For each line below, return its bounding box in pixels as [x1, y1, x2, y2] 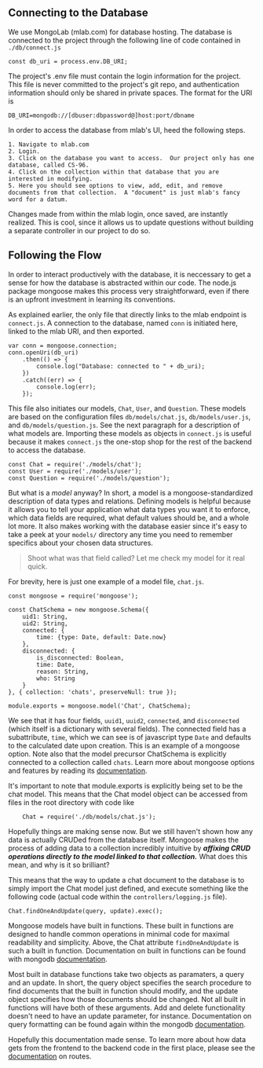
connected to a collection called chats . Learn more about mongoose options [8, 757, 255, 766]
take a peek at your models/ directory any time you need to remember [8, 529, 233, 539]
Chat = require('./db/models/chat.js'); [22, 813, 156, 821]
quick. [27, 561, 48, 571]
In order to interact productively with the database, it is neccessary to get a [8, 269, 251, 279]
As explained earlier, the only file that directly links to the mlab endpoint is [8, 309, 247, 319]
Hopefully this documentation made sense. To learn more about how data [8, 1034, 247, 1044]
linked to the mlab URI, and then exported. [8, 326, 145, 336]
